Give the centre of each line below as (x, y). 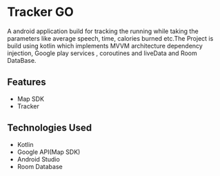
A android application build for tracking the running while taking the (103, 31)
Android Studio (38, 159)
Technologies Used (49, 128)
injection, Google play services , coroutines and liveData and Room (102, 53)
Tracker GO (40, 12)
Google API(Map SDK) (49, 152)
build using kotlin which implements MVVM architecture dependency (105, 46)
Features (27, 82)
